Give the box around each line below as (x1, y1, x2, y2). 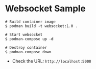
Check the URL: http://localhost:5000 (12, 58, 92, 64)
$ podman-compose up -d (5, 36, 54, 41)
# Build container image (5, 19, 56, 24)
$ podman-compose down (5, 49, 51, 54)
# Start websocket (5, 32, 43, 37)
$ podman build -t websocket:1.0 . (5, 23, 78, 29)
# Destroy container (5, 45, 48, 50)
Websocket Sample (5, 3, 86, 14)
